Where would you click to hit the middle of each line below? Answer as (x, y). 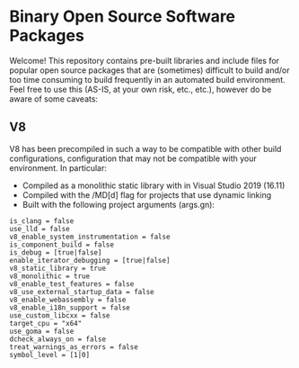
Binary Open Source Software (123, 17)
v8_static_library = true (57, 268)
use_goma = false (42, 331)
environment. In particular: (58, 167)
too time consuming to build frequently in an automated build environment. (147, 79)
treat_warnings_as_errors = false (74, 347)
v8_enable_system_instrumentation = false (90, 237)
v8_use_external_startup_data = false (82, 292)
